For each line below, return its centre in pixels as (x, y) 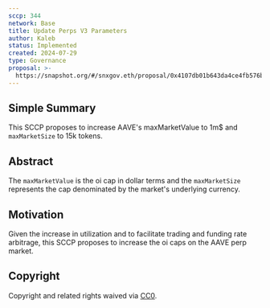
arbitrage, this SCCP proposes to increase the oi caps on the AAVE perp (128, 243)
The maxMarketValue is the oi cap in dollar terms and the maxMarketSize (125, 181)
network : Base (32, 23)
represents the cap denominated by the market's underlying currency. (125, 189)
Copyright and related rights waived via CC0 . (83, 295)
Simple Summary (52, 108)
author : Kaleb (32, 38)
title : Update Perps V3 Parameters (68, 31)
